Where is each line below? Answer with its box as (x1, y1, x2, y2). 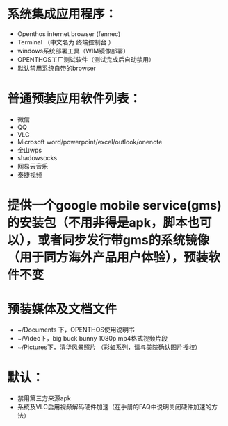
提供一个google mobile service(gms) (7, 198, 222, 214)
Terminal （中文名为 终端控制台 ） (17, 37, 115, 46)
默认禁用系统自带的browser (17, 64, 96, 72)
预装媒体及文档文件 (7, 301, 117, 317)
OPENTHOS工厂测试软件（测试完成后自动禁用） (17, 55, 155, 63)
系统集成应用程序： (7, 6, 117, 22)
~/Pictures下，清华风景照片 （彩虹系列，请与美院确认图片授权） (17, 343, 202, 351)
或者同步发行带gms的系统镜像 (38, 232, 210, 248)
